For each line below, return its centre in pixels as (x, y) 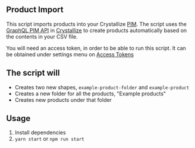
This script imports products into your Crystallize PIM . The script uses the (97, 24)
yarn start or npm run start (50, 139)
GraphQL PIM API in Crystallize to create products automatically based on (97, 30)
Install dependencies (40, 133)
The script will (33, 73)
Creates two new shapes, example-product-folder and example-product (102, 87)
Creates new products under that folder (63, 99)
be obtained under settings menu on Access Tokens (70, 54)
